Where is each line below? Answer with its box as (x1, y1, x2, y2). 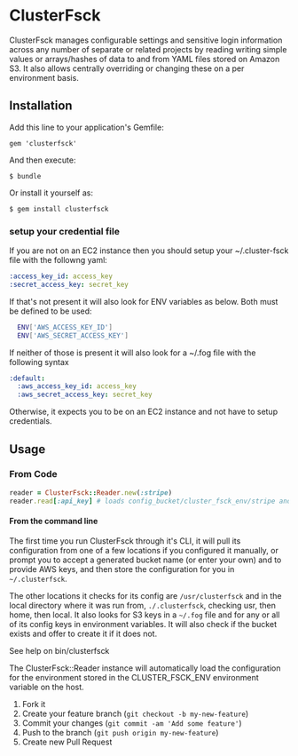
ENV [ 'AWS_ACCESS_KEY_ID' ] (17, 322, 114, 331)
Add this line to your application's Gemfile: (9, 122, 164, 132)
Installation (9, 99, 73, 114)
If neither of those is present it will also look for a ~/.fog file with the (9, 347, 256, 358)
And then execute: (9, 155, 76, 165)
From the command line (9, 516, 98, 527)
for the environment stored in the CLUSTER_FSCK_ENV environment (9, 672, 259, 682)
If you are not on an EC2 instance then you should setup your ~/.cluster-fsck (9, 245, 289, 256)
